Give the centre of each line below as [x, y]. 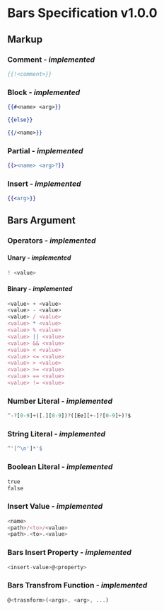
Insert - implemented [44, 184]
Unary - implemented [39, 258]
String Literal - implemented [57, 434]
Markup [25, 39]
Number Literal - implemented [60, 401]
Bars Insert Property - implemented [70, 553]
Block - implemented [44, 92]
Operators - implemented [52, 241]
